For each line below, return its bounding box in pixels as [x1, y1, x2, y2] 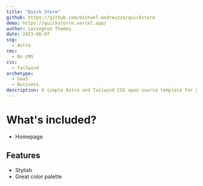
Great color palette [14, 173, 62, 180]
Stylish [14, 166, 33, 173]
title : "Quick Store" [6, 8, 61, 15]
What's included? [6, 113, 97, 127]
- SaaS [11, 76, 28, 82]
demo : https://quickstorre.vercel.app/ [6, 20, 107, 26]
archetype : [6, 70, 34, 76]
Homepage [14, 133, 43, 140]
